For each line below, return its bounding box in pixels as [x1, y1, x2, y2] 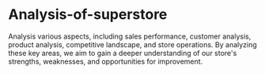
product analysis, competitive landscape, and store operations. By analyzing [8, 39, 257, 49]
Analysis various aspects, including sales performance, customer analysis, [8, 31, 252, 41]
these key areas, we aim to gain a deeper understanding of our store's [8, 48, 237, 57]
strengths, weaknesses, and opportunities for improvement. [8, 57, 203, 66]
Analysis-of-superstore [8, 6, 168, 24]
